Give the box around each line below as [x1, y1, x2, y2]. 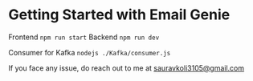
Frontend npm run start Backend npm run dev [8, 32, 160, 42]
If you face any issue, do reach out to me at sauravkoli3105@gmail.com [8, 63, 245, 73]
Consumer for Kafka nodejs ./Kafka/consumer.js [8, 47, 171, 57]
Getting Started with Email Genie [8, 6, 231, 24]
